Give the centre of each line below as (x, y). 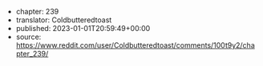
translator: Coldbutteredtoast (64, 20)
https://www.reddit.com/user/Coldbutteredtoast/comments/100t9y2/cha (135, 45)
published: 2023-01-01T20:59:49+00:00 (83, 28)
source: (28, 37)
